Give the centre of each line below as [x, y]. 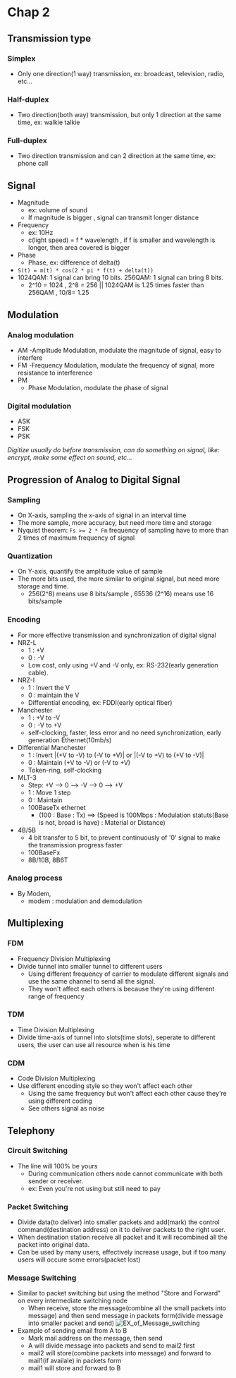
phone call [33, 164]
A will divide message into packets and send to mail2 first [111, 1346]
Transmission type [49, 38]
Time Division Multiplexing [56, 1029]
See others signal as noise [66, 1108]
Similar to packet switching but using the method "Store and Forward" [119, 1293]
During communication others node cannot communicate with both [125, 1173]
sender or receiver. [55, 1181]
